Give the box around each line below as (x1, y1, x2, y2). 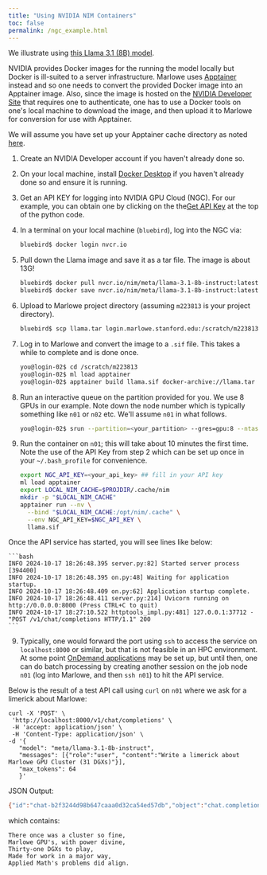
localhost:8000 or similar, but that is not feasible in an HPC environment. (19, 645, 258, 654)
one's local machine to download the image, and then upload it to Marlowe (8, 106, 253, 115)
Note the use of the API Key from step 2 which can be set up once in (19, 447, 245, 457)
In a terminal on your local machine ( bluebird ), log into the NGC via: (19, 225, 242, 235)
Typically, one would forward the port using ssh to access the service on (19, 636, 257, 646)
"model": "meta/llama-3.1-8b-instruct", (18, 744, 155, 752)
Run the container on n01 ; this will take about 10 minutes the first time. (19, 439, 249, 448)
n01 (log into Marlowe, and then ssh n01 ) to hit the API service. (19, 670, 224, 680)
